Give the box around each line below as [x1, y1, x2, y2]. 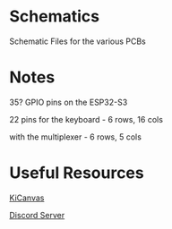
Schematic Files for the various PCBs [9, 36, 146, 47]
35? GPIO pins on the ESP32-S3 [9, 97, 128, 107]
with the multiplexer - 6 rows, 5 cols [9, 131, 142, 142]
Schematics [9, 6, 100, 27]
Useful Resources [9, 163, 145, 183]
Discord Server [9, 209, 65, 220]
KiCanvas [9, 192, 45, 203]
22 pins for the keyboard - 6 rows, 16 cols [9, 114, 164, 124]
